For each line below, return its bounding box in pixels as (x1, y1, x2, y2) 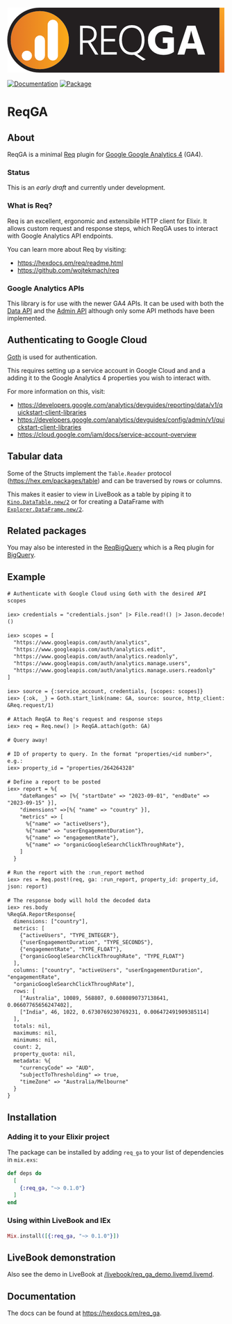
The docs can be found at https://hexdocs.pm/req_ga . (7, 1309, 162, 1317)
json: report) (7, 883, 49, 890)
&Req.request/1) (7, 702, 54, 709)
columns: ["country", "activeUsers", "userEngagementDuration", (13, 967, 204, 974)
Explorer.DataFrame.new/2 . (7, 505, 84, 513)
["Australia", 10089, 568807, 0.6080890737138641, (19, 995, 169, 1002)
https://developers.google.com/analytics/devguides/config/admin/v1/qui (17, 416, 225, 424)
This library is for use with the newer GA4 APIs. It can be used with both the (7, 299, 224, 307)
